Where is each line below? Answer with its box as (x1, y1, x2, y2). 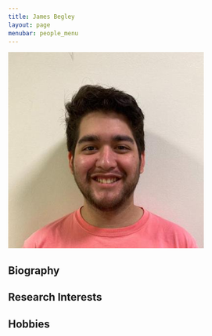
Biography (8, 264, 60, 277)
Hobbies (8, 317, 51, 331)
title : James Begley (8, 13, 76, 20)
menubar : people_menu (8, 29, 79, 37)
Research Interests (8, 290, 102, 304)
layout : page (8, 20, 51, 29)
